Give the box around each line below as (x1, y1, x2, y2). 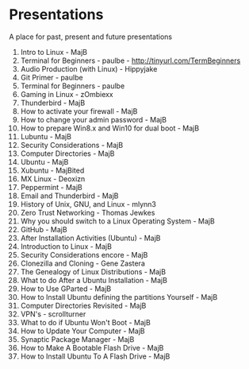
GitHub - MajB (20, 224, 67, 234)
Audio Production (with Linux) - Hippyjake (20, 64, 158, 73)
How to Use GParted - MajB (20, 284, 112, 293)
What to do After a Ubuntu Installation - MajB (20, 275, 167, 285)
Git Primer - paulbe (20, 72, 83, 82)
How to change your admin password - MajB (20, 115, 167, 124)
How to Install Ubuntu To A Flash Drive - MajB (20, 352, 170, 361)
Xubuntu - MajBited (20, 165, 85, 175)
